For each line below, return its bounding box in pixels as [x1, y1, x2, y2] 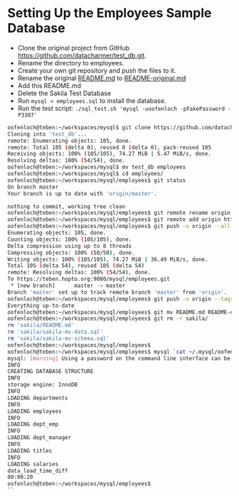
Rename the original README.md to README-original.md [17, 73, 186, 82]
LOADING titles [7, 447, 53, 454]
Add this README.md [17, 81, 82, 90]
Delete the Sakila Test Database [17, 89, 112, 97]
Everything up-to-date [7, 302, 75, 309]
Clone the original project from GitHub [17, 43, 130, 52]
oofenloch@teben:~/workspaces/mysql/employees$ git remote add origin [7, 216, 221, 223]
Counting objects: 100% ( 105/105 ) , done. [7, 236, 132, 243]
